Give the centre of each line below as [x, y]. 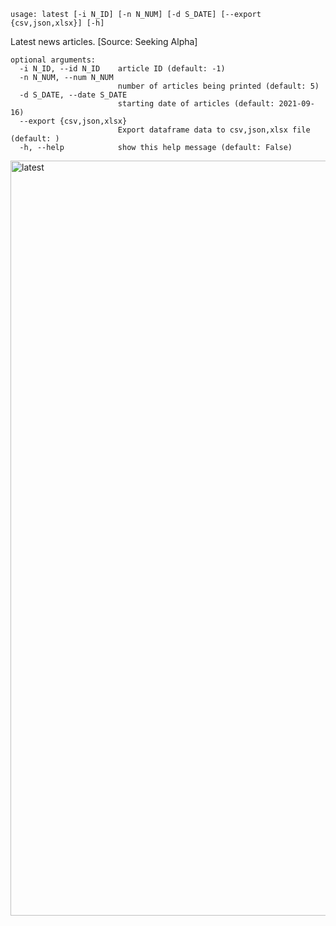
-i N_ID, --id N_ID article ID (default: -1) [122, 69]
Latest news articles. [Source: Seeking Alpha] [104, 41]
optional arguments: [53, 60]
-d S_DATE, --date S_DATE [73, 95]
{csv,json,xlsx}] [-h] [57, 23]
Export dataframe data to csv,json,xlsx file [214, 130]
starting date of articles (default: [196, 104]
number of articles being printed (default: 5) [218, 86]
